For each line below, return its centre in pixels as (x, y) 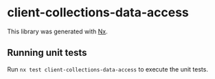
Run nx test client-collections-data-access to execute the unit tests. (107, 69)
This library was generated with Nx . (57, 31)
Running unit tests (47, 53)
